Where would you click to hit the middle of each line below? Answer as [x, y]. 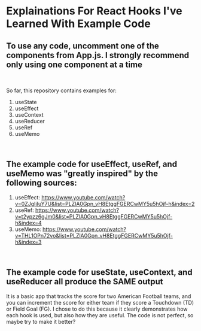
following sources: [42, 183]
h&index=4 [28, 223]
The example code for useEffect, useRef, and [92, 164]
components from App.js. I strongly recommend [98, 55]
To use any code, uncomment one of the [83, 46]
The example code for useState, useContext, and [99, 273]
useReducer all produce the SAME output [85, 282]
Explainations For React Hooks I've [94, 11]
